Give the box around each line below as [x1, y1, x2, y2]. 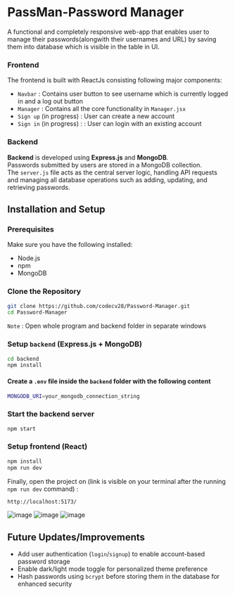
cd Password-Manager [7, 309, 68, 316]
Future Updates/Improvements [7, 531, 146, 543]
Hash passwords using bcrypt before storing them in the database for [17, 572, 220, 581]
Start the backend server [7, 409, 95, 419]
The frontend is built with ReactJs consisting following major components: [7, 76, 222, 84]
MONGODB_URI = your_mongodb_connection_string [7, 392, 140, 399]
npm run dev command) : [7, 485, 79, 493]
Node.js [17, 254, 41, 262]
